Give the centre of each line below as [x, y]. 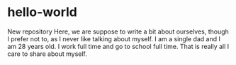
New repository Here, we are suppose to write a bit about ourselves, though [118, 31]
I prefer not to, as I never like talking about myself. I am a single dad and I [114, 38]
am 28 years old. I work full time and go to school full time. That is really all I [118, 46]
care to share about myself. [47, 54]
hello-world [43, 12]
